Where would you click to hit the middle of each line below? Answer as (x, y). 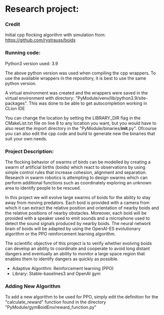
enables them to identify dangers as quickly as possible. (62, 259)
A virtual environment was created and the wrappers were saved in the (77, 93)
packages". (16, 103)
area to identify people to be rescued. (43, 188)
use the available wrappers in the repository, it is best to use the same (76, 78)
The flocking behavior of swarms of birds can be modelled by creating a (78, 162)
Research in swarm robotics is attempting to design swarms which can (76, 178)
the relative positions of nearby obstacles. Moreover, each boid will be (76, 213)
